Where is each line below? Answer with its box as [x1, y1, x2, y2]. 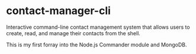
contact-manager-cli [6, 4, 111, 18]
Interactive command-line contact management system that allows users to [6, 23, 191, 31]
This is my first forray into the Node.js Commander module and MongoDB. [6, 41, 188, 48]
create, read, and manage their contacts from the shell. [6, 29, 141, 36]
